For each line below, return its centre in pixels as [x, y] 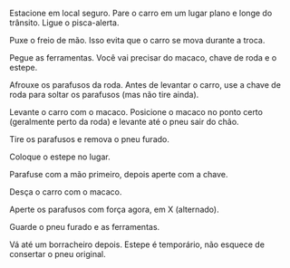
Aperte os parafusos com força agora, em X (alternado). [114, 209]
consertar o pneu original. [58, 254]
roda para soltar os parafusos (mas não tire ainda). [104, 95]
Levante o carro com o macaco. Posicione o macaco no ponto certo [136, 112]
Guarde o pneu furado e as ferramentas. [85, 227]
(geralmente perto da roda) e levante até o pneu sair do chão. [124, 122]
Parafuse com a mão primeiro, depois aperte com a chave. [119, 174]
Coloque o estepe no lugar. [60, 157]
